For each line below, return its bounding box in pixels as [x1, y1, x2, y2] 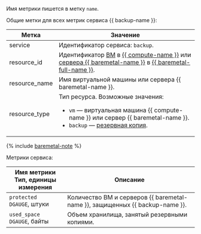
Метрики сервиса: [6, 154, 54, 161]
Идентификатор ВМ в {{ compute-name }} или [59, 51, 191, 59]
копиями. [67, 218, 95, 226]
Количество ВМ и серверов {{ [67, 193, 154, 201]
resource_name [9, 79, 53, 87]
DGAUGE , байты [9, 217, 49, 225]
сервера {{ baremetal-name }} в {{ [59, 58, 157, 66]
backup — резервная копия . [68, 121, 148, 129]
